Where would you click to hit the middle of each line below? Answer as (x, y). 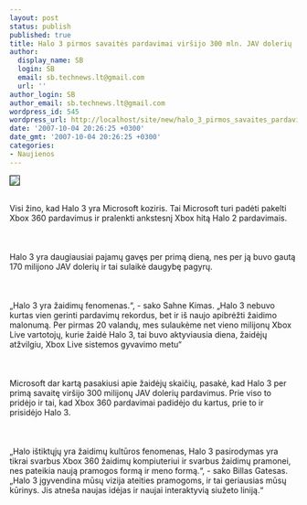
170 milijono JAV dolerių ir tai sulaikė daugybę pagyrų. (111, 266)
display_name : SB (51, 60)
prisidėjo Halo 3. (40, 412)
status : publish (40, 27)
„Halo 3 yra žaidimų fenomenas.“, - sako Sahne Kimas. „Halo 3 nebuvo (143, 305)
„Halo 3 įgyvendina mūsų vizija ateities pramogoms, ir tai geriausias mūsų (148, 480)
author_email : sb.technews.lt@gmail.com (88, 103)
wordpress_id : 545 (44, 112)
